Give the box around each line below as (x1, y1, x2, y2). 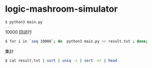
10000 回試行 (5, 29, 32, 35)
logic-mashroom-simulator (5, 3, 118, 15)
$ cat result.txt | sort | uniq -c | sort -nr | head (5, 58, 118, 63)
